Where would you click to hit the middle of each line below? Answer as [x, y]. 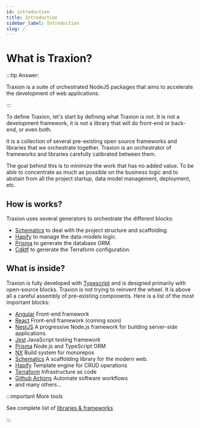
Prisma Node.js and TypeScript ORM [61, 346]
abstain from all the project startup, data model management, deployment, [98, 179]
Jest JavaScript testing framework [58, 339]
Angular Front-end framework [52, 314]
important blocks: [28, 302]
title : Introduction [32, 18]
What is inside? [36, 268]
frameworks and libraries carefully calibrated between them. [81, 154]
